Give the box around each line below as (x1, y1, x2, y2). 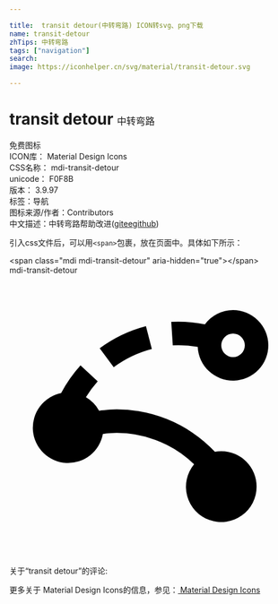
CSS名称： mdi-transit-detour (9, 162, 119, 173)
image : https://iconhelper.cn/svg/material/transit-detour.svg (9, 63, 251, 72)
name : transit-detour (9, 29, 91, 39)
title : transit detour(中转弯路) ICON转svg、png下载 (9, 21, 204, 30)
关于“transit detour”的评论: (9, 565, 108, 576)
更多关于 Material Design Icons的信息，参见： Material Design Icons (9, 584, 261, 595)
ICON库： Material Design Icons (9, 151, 127, 161)
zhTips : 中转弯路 (9, 38, 69, 47)
